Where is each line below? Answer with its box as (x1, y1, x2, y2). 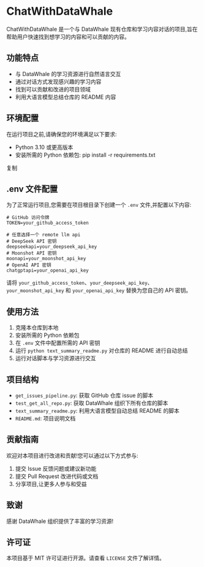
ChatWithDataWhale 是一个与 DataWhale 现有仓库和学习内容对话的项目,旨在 (6, 25, 198, 33)
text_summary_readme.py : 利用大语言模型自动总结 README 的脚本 (15, 407, 179, 414)
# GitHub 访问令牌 (6, 215, 50, 221)
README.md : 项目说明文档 (15, 415, 76, 422)
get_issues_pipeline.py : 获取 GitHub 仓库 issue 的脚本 (15, 391, 154, 399)
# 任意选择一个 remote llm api (6, 232, 81, 238)
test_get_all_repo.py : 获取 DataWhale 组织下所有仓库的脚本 (15, 399, 168, 406)
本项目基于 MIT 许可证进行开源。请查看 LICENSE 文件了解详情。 (6, 554, 165, 562)
